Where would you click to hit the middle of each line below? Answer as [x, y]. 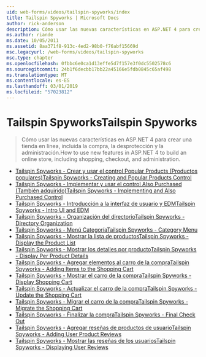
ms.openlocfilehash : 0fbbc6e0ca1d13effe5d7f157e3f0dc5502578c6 [89, 63]
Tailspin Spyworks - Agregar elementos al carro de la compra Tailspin [102, 262]
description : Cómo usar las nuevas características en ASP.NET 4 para [98, 29]
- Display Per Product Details [52, 256]
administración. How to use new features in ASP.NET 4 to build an [104, 152]
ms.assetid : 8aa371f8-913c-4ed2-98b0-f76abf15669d [72, 47]
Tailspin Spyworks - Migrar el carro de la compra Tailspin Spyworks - [102, 301]
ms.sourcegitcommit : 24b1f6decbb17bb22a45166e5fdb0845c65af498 [89, 69]
